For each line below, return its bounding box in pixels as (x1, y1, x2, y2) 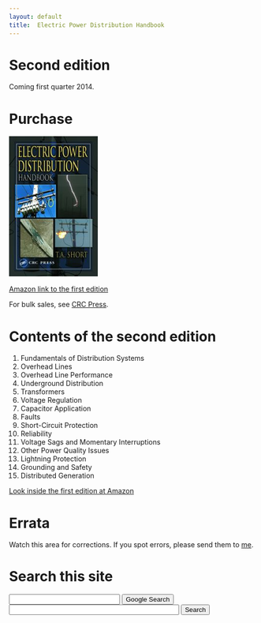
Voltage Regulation (20, 396, 82, 405)
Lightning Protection (20, 454, 87, 463)
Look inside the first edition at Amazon (9, 486, 135, 496)
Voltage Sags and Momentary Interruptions (20, 437, 161, 447)
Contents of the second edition (9, 328, 216, 345)
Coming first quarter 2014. (9, 82, 95, 92)
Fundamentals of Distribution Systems (20, 354, 145, 363)
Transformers (20, 387, 65, 396)
